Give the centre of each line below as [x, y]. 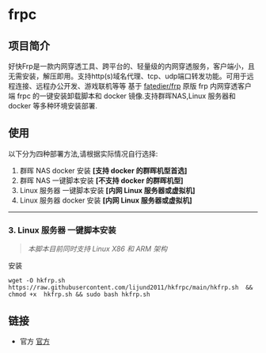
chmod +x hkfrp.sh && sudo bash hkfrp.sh [79, 294]
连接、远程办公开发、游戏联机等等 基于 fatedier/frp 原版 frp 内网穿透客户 [133, 86]
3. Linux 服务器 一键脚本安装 [62, 230]
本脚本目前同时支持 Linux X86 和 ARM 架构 [97, 249]
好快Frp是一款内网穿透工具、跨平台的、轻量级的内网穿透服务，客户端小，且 [131, 66]
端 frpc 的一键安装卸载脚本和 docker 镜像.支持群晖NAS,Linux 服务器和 [122, 96]
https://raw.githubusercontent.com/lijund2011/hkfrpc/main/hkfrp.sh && [131, 288]
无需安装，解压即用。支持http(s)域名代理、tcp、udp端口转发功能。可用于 [128, 76]
